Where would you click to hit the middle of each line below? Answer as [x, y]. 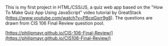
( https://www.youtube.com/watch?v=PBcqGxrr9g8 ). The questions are [79, 18]
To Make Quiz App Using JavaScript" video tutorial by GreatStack [73, 12]
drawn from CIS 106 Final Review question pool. [55, 23]
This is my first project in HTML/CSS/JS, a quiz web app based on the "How [84, 7]
